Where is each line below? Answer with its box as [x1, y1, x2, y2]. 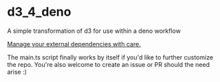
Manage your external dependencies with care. [7, 40, 141, 48]
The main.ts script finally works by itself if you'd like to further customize [7, 53, 214, 61]
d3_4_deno [7, 4, 71, 20]
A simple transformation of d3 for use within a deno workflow [7, 27, 181, 35]
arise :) [7, 68, 27, 76]
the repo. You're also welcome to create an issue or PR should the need [7, 60, 210, 68]
